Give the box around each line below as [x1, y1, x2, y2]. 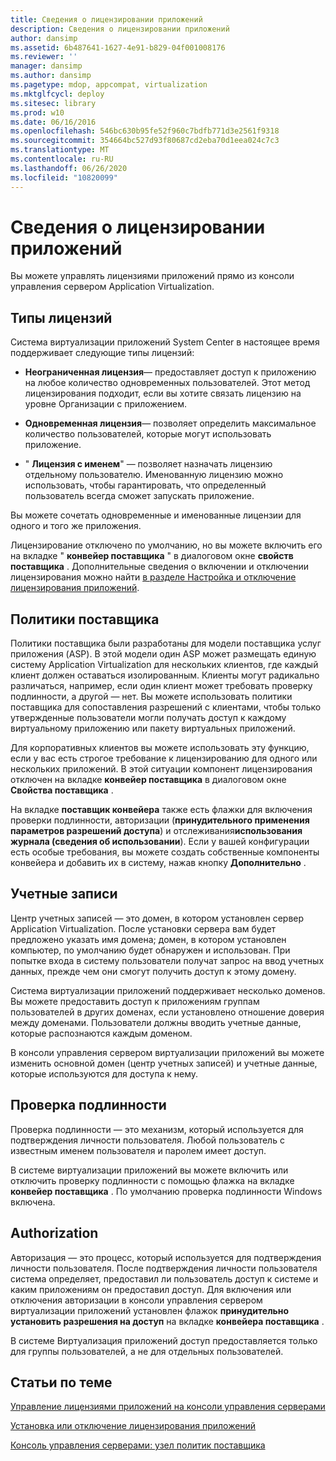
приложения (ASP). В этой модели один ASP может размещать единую [10, 648, 317, 660]
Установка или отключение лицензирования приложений [10, 1420, 257, 1432]
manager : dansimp [10, 61, 83, 71]
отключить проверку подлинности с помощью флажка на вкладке [10, 1174, 295, 1186]
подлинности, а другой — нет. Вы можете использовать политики [10, 691, 293, 703]
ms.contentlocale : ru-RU [10, 154, 114, 164]
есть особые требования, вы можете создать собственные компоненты [10, 846, 320, 858]
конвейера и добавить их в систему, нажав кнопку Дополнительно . [10, 857, 307, 869]
